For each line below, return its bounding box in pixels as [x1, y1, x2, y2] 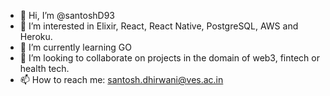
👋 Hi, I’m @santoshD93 [19, 10, 115, 21]
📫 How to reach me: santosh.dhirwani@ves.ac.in [19, 74, 224, 85]
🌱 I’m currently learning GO [19, 41, 132, 53]
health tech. [19, 63, 70, 74]
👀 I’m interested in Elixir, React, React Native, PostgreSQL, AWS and [19, 20, 299, 32]
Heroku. [19, 31, 53, 42]
